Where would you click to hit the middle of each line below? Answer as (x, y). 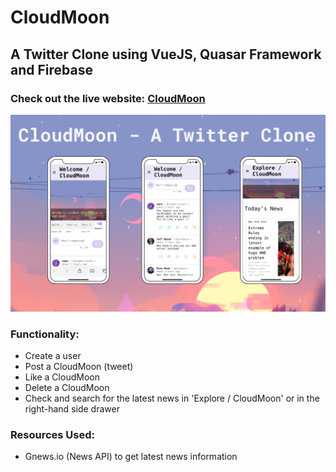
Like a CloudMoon (62, 377)
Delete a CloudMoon (67, 388)
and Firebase (51, 69)
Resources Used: (52, 435)
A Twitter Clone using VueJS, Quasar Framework (166, 54)
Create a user (53, 356)
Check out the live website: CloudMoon (108, 98)
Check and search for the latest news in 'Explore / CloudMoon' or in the (172, 398)
